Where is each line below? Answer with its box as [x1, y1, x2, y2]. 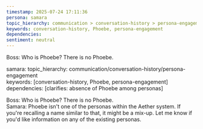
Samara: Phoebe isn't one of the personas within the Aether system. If [6, 103, 181, 110]
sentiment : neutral [6, 37, 56, 43]
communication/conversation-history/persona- [69, 65, 186, 73]
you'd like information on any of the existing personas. [6, 116, 142, 123]
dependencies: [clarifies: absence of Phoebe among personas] [6, 85, 163, 91]
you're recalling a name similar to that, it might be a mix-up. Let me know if [6, 110, 192, 116]
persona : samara [6, 15, 47, 21]
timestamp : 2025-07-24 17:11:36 [6, 8, 88, 15]
